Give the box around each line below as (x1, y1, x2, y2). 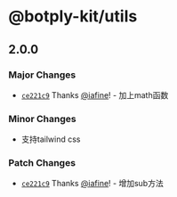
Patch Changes (8, 157, 76, 169)
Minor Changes (8, 112, 76, 125)
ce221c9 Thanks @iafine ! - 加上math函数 (20, 89, 169, 100)
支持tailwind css (20, 134, 81, 144)
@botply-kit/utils (8, 6, 138, 27)
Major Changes (8, 69, 76, 81)
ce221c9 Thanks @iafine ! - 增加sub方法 (20, 178, 164, 189)
